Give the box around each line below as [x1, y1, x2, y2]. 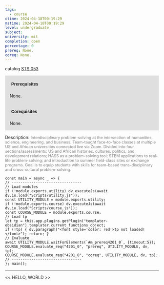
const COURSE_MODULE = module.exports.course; [5, 210, 102, 215]
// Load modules [5, 184, 38, 189]
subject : [5, 30, 23, 35]
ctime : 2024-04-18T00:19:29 [5, 16, 62, 21]
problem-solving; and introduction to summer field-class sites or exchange [11, 158, 149, 163]
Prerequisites [11, 81, 39, 87]
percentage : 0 [5, 43, 34, 48]
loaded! [129, 227, 145, 232]
